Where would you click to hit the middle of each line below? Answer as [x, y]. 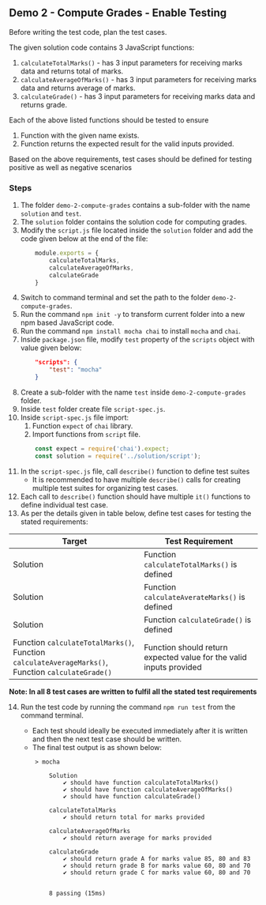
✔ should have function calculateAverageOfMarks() [148, 790]
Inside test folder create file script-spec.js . [93, 409]
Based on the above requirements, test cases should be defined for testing [130, 159]
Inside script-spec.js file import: [75, 417]
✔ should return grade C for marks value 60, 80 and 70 [157, 873]
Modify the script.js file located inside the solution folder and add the [137, 230]
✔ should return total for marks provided [134, 817]
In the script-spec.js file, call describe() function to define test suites [135, 471]
